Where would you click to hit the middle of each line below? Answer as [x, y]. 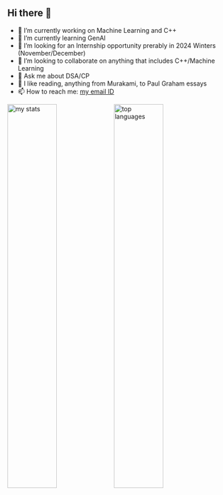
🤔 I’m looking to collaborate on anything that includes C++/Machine [116, 61]
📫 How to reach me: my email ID [66, 91]
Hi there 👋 [29, 13]
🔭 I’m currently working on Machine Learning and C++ [97, 30]
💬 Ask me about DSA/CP [54, 76]
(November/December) [51, 53]
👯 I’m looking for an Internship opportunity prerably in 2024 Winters [117, 45]
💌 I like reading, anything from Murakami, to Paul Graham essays [112, 83]
